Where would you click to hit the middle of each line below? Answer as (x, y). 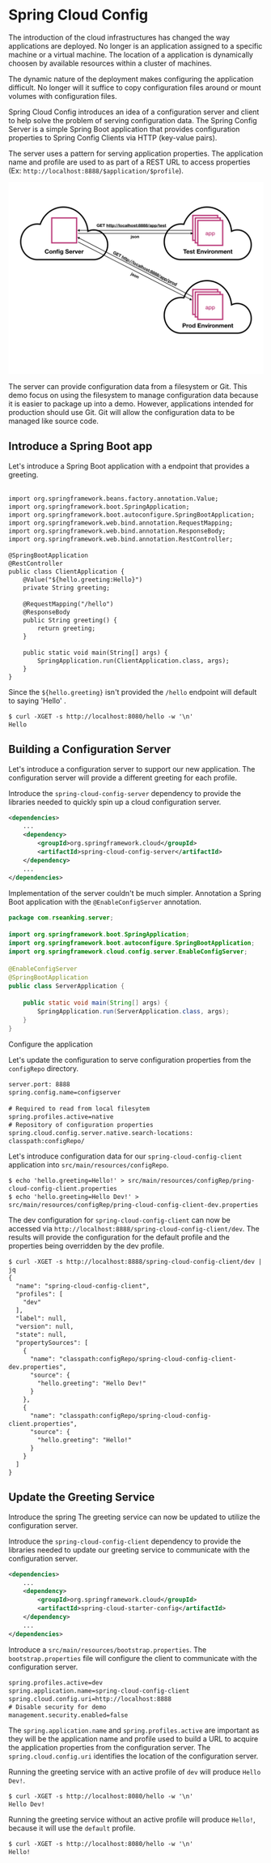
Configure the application (51, 1044)
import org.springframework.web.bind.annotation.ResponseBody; (117, 531)
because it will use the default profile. (72, 1828)
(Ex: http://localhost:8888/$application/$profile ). (96, 170)
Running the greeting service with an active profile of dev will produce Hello (135, 1771)
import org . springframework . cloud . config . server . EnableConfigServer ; (128, 952)
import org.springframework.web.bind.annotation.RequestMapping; (121, 523)
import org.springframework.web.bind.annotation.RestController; (121, 539)
